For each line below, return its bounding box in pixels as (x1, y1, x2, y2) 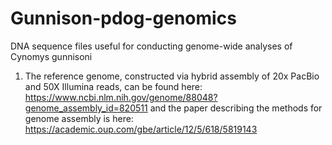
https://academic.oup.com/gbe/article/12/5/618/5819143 (24, 123, 258, 135)
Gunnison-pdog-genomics (10, 7, 237, 30)
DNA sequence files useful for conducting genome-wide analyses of (10, 40, 293, 52)
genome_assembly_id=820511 (24, 102, 148, 114)
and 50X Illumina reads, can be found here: (24, 80, 203, 92)
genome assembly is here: (24, 112, 134, 124)
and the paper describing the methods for (149, 102, 323, 114)
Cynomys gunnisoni (10, 50, 93, 62)
